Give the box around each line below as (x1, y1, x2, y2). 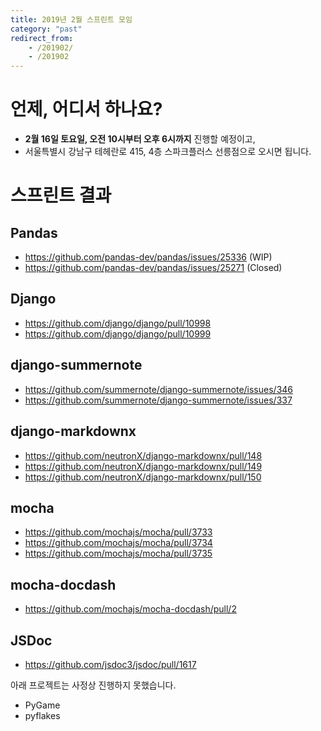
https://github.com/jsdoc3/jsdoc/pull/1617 (24, 658, 197, 670)
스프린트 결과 (10, 184, 112, 207)
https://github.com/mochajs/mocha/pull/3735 (24, 547, 213, 560)
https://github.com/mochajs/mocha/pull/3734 (24, 537, 213, 549)
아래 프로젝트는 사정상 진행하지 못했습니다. (10, 679, 177, 691)
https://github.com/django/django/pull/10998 (24, 317, 212, 329)
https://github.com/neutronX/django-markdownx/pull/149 (24, 460, 263, 472)
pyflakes (24, 709, 61, 721)
